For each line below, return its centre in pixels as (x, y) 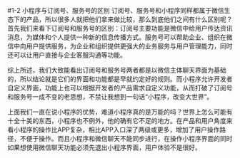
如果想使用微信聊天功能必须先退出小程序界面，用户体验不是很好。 (104, 147)
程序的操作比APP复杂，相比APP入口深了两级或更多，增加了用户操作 (120, 130)
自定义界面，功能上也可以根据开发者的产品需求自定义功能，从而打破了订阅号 (120, 88)
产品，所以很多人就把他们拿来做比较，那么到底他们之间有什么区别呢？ (129, 19)
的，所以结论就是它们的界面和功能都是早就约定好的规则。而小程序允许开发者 (120, 79)
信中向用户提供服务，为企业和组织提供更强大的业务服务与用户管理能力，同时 (120, 46)
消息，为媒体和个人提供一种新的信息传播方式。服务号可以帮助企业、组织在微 (120, 37)
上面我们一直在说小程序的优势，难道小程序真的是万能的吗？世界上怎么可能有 (120, 112)
